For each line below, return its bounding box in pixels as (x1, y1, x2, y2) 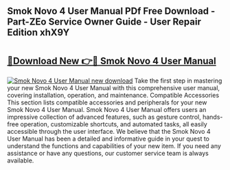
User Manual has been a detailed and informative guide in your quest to (7, 134, 210, 143)
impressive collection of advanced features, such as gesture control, (7, 113, 201, 121)
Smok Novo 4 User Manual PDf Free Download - (7, 5, 216, 17)
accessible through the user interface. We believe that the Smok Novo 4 (7, 128, 211, 135)
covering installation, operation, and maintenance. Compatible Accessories (7, 91, 220, 99)
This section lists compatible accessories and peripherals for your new (7, 98, 207, 107)
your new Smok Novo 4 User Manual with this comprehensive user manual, (7, 84, 220, 91)
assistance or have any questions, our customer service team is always (7, 150, 209, 157)
